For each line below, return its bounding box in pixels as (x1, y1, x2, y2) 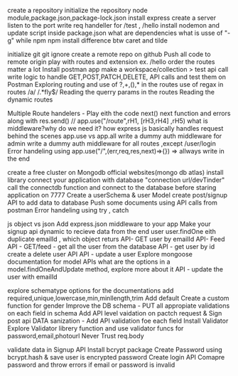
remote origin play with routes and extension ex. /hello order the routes (7, 58, 215, 66)
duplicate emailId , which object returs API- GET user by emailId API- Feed (7, 235, 225, 243)
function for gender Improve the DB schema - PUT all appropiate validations (7, 301, 230, 310)
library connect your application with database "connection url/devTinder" (7, 176, 225, 184)
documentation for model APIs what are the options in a (7, 257, 171, 266)
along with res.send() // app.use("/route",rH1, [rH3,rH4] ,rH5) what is (7, 117, 208, 125)
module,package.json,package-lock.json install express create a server (7, 14, 217, 22)
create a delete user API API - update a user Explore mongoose (7, 250, 193, 258)
